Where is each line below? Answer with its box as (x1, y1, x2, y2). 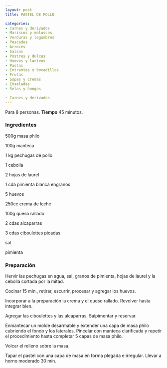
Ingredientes (5, 121, 37, 128)
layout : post (5, 7, 32, 13)
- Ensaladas (5, 82, 30, 87)
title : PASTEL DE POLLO (5, 12, 55, 17)
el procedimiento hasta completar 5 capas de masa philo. (5, 333, 123, 339)
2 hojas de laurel (5, 171, 39, 178)
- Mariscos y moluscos (5, 31, 52, 36)
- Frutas (5, 72, 23, 78)
